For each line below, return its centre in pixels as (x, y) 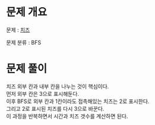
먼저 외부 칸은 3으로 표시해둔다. (42, 93)
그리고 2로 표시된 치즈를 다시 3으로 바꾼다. (55, 108)
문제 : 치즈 (18, 30)
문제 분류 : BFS (24, 42)
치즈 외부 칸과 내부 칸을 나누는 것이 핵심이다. (58, 86)
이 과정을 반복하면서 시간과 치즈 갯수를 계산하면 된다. (67, 116)
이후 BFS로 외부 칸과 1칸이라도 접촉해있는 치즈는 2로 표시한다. (78, 101)
